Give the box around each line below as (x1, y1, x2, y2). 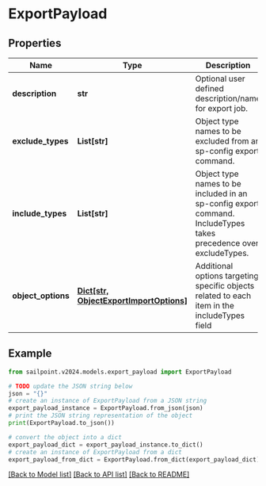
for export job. (195, 103, 248, 113)
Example (8, 346, 52, 361)
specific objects (195, 281, 255, 291)
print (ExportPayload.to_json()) (8, 419, 115, 427)
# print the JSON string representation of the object (8, 411, 193, 420)
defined (195, 83, 224, 94)
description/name (195, 93, 261, 104)
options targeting (195, 270, 259, 281)
